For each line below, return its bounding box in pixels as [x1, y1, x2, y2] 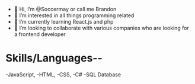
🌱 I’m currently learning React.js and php [14, 18, 114, 25]
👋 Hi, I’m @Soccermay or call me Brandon [14, 6, 117, 12]
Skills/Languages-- [5, 51, 103, 65]
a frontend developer [14, 31, 66, 38]
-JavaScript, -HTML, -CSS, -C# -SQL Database [5, 71, 122, 78]
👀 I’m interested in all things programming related [14, 12, 135, 19]
